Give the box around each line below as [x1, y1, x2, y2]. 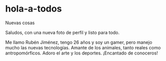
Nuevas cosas [5, 20, 35, 26]
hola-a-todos [5, 3, 62, 15]
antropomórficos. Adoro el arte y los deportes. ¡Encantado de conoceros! [5, 50, 158, 56]
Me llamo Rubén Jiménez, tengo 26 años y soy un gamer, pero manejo [5, 39, 153, 45]
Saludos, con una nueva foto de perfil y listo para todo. [5, 29, 120, 35]
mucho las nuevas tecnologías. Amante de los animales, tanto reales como [5, 44, 161, 50]
